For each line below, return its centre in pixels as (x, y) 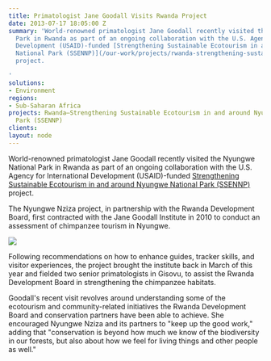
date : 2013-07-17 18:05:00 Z (57, 23)
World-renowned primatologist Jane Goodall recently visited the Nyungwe (132, 158)
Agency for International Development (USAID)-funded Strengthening (124, 175)
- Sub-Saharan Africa (45, 106)
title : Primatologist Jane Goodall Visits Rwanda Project (108, 16)
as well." (22, 349)
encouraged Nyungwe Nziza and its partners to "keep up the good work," (131, 323)
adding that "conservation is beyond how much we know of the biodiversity (134, 332)
